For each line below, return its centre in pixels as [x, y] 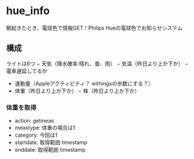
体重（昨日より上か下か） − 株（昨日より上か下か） [77, 91]
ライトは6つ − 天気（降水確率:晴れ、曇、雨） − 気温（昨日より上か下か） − [97, 64]
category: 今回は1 [36, 135]
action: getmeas [34, 121]
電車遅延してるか [27, 71]
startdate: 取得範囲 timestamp [51, 143]
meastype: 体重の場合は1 [45, 128]
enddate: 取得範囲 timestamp [50, 150]
